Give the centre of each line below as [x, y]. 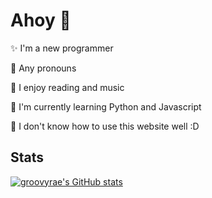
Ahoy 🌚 [41, 20]
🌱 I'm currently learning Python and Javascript [106, 106]
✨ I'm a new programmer [62, 48]
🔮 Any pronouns [43, 68]
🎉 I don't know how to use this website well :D [105, 126]
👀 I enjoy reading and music [67, 87]
